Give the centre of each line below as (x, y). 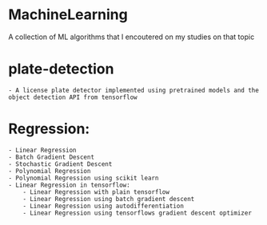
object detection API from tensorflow (73, 97)
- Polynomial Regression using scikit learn (84, 178)
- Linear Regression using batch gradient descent (109, 199)
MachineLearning (68, 15)
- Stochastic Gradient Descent (60, 164)
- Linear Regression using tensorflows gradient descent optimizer (137, 213)
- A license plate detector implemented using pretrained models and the (134, 90)
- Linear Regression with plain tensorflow (96, 192)
